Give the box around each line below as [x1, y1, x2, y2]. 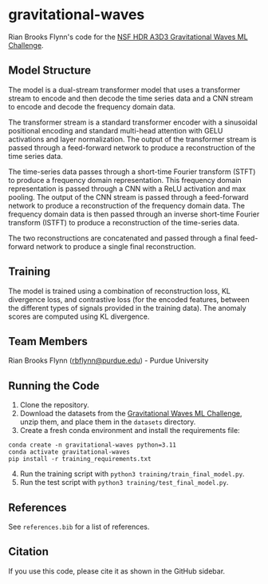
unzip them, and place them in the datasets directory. [19, 417, 196, 427]
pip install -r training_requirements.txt [8, 455, 152, 463]
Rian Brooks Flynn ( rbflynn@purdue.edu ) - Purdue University [8, 356, 209, 365]
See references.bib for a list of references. [8, 522, 150, 531]
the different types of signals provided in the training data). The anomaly [8, 303, 246, 312]
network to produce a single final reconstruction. [35, 241, 197, 251]
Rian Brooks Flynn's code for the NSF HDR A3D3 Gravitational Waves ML [8, 32, 249, 42]
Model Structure [8, 64, 92, 77]
